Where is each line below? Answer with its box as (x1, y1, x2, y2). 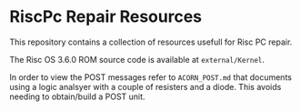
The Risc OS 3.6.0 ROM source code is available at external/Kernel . (9, 54, 266, 65)
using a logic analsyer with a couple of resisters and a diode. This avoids (9, 81, 282, 92)
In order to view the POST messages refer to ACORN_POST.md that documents (9, 71, 293, 83)
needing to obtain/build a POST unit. (9, 91, 145, 102)
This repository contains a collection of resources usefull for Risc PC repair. (9, 36, 293, 47)
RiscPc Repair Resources (9, 6, 203, 27)
